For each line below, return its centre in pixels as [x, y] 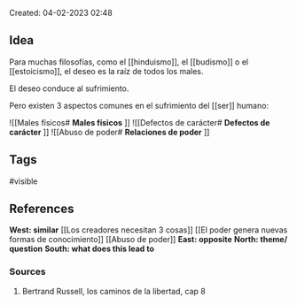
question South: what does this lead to [82, 249]
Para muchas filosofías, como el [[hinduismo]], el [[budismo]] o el [129, 62]
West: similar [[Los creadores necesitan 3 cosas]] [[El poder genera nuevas [148, 230]
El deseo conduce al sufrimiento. [69, 88]
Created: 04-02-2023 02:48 [61, 13]
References [42, 209]
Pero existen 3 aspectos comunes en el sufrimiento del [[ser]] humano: [139, 105]
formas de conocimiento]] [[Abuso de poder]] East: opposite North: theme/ [148, 240]
